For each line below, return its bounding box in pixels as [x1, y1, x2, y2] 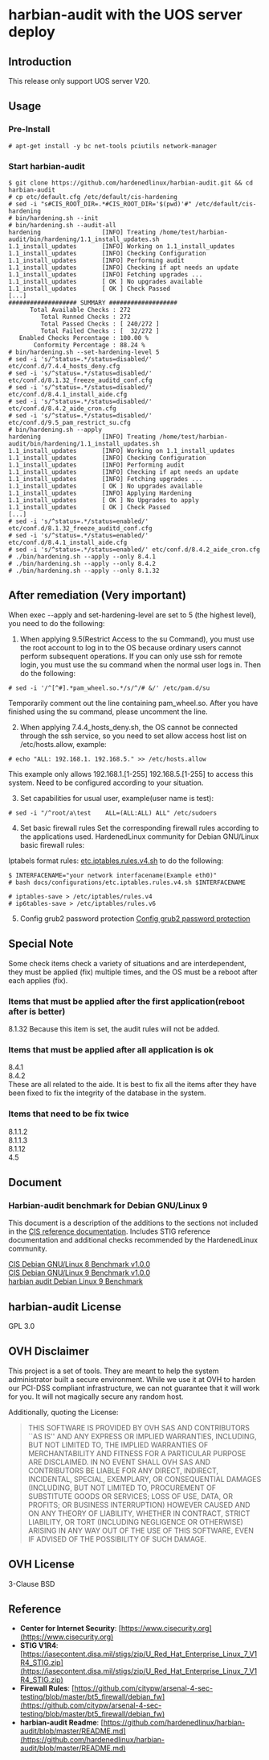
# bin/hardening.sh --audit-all [8, 221, 116, 229]
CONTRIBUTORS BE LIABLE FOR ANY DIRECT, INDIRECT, [27, 1465, 219, 1476]
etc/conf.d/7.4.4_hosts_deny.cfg [8, 362, 120, 370]
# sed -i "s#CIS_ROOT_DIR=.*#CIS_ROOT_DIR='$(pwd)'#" [8, 200, 193, 208]
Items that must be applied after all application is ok [8, 1044, 214, 1055]
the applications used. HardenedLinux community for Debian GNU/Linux [19, 832, 259, 841]
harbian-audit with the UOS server [8, 6, 243, 24]
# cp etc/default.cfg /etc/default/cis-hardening [8, 193, 178, 201]
